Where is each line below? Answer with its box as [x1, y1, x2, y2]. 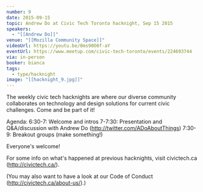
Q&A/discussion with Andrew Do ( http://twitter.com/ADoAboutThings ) [6, 125, 182, 132]
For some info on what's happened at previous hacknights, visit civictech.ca [6, 154, 198, 162]
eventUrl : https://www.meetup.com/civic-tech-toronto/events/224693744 [6, 49, 192, 55]
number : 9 [6, 9, 32, 15]
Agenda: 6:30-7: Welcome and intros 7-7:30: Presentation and [6, 118, 163, 125]
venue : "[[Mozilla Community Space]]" [6, 37, 105, 43]
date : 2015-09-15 [6, 15, 51, 21]
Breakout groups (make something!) [12, 131, 103, 139]
